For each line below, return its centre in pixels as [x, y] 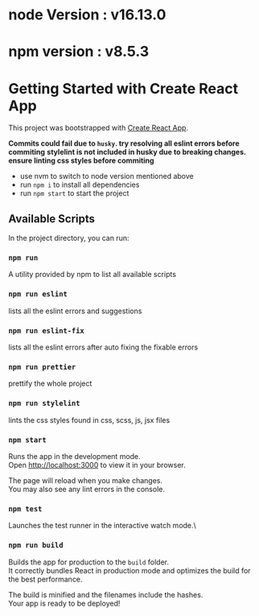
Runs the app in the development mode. [74, 456]
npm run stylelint [44, 403]
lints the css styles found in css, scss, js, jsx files [89, 420]
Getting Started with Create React [123, 88]
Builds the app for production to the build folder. [89, 562]
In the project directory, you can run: [69, 238]
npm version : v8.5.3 [79, 52]
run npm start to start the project [74, 193]
